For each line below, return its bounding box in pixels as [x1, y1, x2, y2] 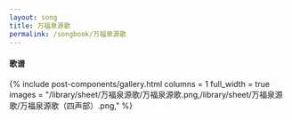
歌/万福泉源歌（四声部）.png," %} [9, 100, 134, 111]
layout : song [9, 12, 58, 22]
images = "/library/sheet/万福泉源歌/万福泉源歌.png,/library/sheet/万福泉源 [9, 89, 283, 100]
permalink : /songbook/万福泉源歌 [9, 29, 126, 38]
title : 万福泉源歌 [9, 21, 71, 30]
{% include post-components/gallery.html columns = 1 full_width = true [9, 78, 270, 89]
